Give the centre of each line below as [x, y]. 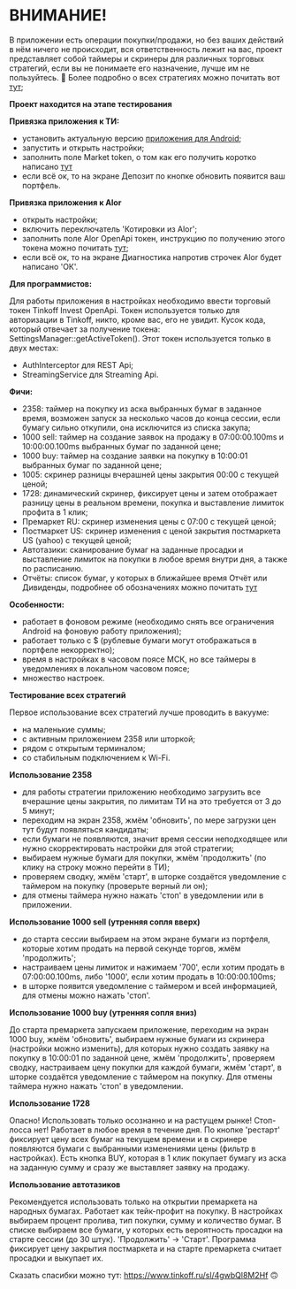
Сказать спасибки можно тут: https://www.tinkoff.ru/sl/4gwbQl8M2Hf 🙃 [144, 1275]
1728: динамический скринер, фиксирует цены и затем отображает [150, 493]
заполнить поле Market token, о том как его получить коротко [139, 157]
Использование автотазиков [65, 1184]
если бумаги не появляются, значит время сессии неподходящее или [155, 839]
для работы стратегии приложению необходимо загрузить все [141, 792]
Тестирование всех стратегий [68, 694]
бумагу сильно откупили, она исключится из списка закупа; [136, 427]
